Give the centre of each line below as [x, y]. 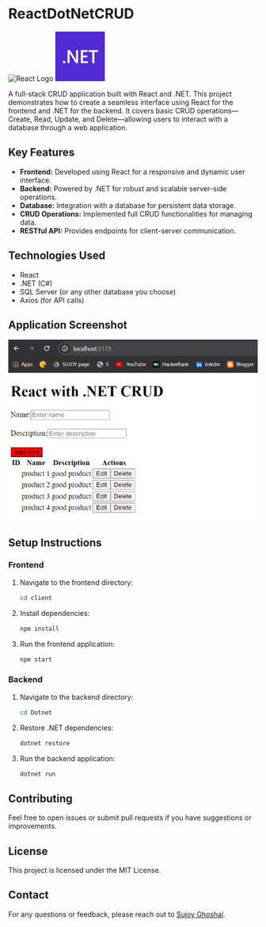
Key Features [42, 153]
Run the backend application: [67, 758]
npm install [39, 629]
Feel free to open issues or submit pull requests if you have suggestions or [130, 817]
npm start [36, 660]
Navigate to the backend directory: [76, 697]
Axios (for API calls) [52, 300]
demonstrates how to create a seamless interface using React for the [121, 102]
